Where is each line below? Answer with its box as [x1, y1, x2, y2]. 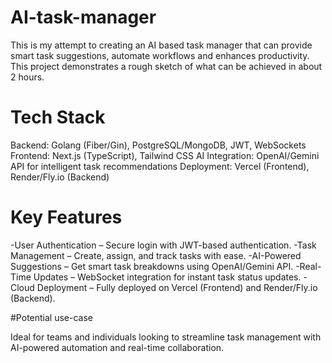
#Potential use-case [10, 311, 93, 323]
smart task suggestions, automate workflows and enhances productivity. [10, 49, 310, 61]
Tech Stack [10, 106, 106, 129]
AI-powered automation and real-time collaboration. [10, 341, 225, 353]
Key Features [10, 206, 123, 229]
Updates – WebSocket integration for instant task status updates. [33, 271, 302, 283]
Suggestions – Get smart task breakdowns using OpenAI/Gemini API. [10, 260, 294, 272]
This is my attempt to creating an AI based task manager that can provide [10, 39, 313, 51]
